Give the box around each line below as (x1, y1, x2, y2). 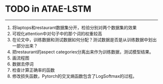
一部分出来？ (12, 43, 38, 49)
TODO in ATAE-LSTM (5, 3, 91, 15)
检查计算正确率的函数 (12, 67, 55, 73)
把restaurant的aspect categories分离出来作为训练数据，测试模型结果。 (12, 49, 154, 54)
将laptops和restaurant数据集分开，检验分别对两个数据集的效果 (12, 24, 137, 30)
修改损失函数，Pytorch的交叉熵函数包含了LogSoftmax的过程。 (12, 73, 137, 79)
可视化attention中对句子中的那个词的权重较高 (12, 31, 102, 36)
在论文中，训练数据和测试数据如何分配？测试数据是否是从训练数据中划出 (12, 36, 157, 42)
